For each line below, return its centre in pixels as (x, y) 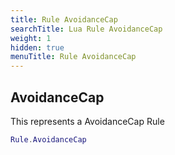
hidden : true (37, 47)
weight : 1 (31, 38)
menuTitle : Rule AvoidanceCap (73, 57)
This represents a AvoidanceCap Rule (87, 121)
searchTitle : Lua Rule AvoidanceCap (86, 29)
